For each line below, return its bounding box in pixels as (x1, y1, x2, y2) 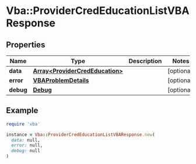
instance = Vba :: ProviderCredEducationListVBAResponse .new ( (6, 131, 156, 138)
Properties (6, 40, 45, 50)
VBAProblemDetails (33, 76, 89, 84)
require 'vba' (6, 121, 41, 127)
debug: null (11, 148, 41, 154)
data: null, (11, 137, 41, 143)
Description (128, 57, 162, 65)
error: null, (11, 142, 43, 148)
